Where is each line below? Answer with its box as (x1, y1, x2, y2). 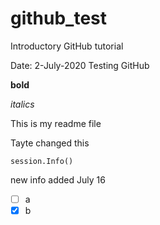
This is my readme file (10, 117, 102, 129)
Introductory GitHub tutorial (10, 40, 124, 52)
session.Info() (10, 156, 74, 166)
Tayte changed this (10, 137, 90, 149)
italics (10, 98, 35, 110)
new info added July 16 (10, 173, 106, 186)
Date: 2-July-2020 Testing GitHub (10, 59, 150, 71)
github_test (10, 7, 108, 30)
